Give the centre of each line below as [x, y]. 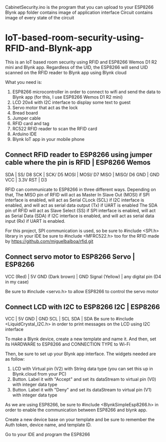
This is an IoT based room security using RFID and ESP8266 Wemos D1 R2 [81, 62]
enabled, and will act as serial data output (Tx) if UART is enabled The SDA [81, 205]
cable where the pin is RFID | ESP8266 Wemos [78, 162]
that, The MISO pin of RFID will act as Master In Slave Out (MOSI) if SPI [77, 194]
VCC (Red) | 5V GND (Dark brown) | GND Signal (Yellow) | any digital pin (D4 [83, 276]
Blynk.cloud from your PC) [39, 374]
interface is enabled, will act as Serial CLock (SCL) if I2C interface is [75, 200]
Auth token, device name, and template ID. [48, 425]
